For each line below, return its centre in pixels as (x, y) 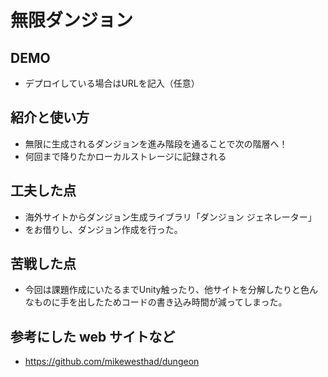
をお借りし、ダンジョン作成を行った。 (103, 229)
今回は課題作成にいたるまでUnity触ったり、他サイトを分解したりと (163, 290)
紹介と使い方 (50, 117)
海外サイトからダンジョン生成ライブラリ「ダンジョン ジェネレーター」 (170, 217)
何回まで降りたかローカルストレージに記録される (125, 156)
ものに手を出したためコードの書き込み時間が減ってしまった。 (160, 302)
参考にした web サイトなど (93, 336)
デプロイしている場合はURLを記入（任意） (112, 83)
